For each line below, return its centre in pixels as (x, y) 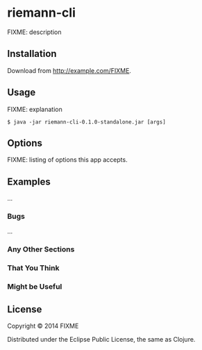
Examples (29, 182)
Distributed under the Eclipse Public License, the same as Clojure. (101, 340)
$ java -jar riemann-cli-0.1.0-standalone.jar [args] (87, 122)
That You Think (33, 268)
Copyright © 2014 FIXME (43, 326)
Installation (32, 54)
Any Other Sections (41, 249)
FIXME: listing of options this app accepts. (67, 160)
